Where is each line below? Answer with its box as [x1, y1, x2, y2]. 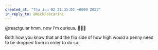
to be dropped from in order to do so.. [5, 39, 81, 45]
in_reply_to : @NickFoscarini [5, 12, 64, 17]
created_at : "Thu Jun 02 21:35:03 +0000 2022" [5, 7, 101, 12]
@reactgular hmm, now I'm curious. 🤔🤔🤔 [5, 25, 86, 31]
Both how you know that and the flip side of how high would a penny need [5, 34, 154, 40]
